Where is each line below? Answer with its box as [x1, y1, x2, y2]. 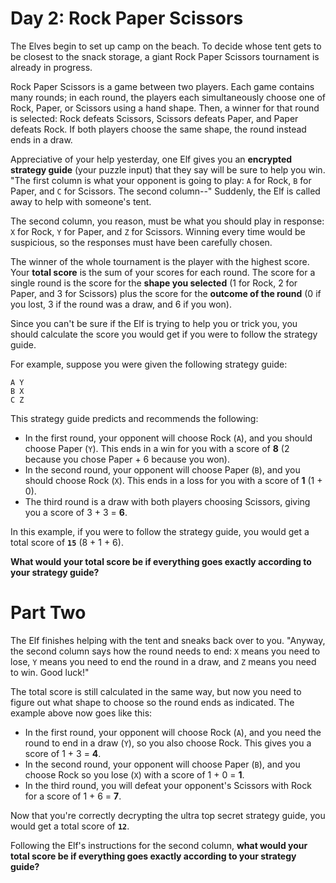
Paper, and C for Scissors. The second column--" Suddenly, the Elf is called [10, 185, 321, 197]
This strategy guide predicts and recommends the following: [10, 412, 259, 424]
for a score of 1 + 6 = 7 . [24, 790, 122, 802]
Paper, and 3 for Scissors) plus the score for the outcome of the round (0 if [10, 287, 322, 299]
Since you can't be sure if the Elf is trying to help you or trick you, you [10, 317, 298, 329]
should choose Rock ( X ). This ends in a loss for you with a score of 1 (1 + [24, 474, 323, 486]
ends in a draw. [10, 133, 73, 146]
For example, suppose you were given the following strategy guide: [10, 358, 288, 370]
